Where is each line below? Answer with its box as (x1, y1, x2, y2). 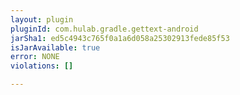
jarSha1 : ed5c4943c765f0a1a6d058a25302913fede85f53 (10, 33, 230, 43)
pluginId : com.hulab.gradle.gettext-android (10, 24, 199, 34)
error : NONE (10, 52, 60, 62)
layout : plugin (10, 14, 74, 25)
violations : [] (10, 61, 74, 71)
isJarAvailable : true (10, 42, 101, 53)
